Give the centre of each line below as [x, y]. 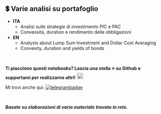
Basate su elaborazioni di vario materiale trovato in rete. [67, 107]
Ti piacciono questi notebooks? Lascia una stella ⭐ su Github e [73, 68]
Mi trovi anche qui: [25, 87]
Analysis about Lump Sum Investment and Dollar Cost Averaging [88, 43]
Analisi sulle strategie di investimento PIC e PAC [71, 26]
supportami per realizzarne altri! [40, 77]
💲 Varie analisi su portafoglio [52, 9]
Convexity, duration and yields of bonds [62, 48]
